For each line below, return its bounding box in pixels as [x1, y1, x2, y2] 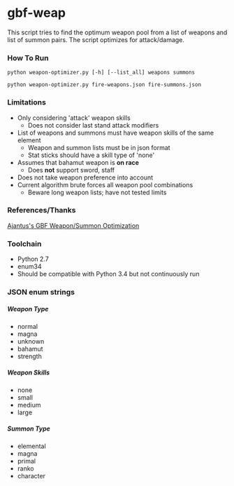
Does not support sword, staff [27, 166, 115, 174]
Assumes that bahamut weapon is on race [17, 158, 140, 166]
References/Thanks [7, 205, 76, 215]
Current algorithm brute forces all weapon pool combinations [17, 180, 193, 189]
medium [17, 400, 41, 409]
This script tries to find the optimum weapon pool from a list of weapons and [7, 28, 228, 36]
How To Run [7, 53, 49, 62]
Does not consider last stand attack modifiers [27, 121, 159, 129]
